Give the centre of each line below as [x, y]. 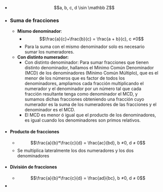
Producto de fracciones [34, 132]
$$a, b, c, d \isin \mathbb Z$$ [84, 8]
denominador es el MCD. [50, 110]
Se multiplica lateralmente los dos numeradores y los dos [75, 150]
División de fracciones [33, 167]
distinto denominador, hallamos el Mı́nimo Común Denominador [89, 68]
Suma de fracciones [34, 20]
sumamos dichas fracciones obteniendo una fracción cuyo [84, 99]
